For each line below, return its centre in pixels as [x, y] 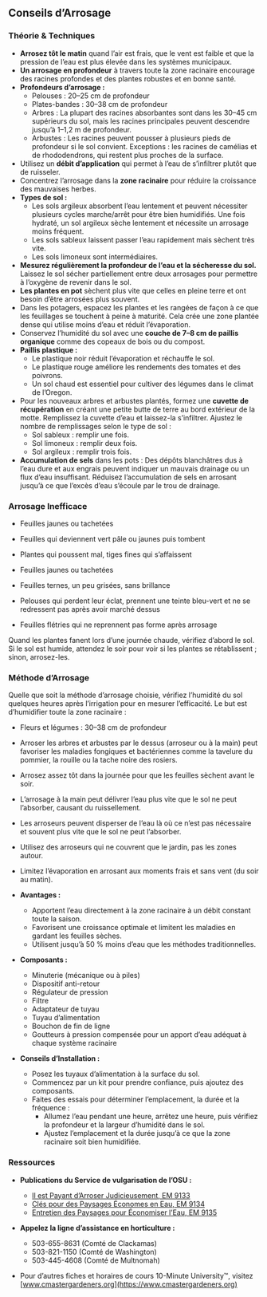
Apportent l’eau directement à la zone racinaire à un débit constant [141, 911]
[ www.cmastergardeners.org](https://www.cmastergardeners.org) [128, 1284]
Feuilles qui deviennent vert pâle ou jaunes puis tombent [112, 538]
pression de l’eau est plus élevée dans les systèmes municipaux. [126, 61]
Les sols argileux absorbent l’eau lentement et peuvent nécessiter [140, 206]
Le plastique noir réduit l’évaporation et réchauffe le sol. [123, 358]
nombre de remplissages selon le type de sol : [95, 426]
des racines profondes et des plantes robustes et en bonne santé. [128, 78]
